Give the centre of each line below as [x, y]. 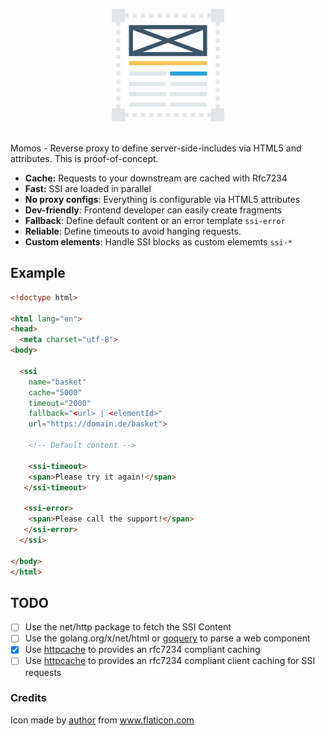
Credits [28, 698]
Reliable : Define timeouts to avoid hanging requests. [133, 231]
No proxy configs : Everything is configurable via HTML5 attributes [162, 199]
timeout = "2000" [60, 403]
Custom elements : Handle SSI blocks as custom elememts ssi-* [158, 242]
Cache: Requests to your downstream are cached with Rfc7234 [156, 178]
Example [38, 273]
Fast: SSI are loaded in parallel [88, 188]
